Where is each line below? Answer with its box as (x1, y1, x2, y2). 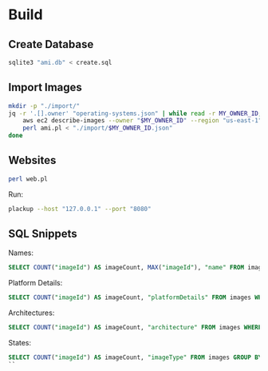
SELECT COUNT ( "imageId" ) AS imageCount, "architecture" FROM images (8, 324, 241, 332)
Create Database (8, 38, 94, 51)
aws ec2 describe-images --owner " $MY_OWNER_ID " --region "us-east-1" (22, 117, 262, 125)
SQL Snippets (8, 227, 77, 241)
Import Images (8, 81, 82, 94)
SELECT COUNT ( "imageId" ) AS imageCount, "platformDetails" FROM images (8, 293, 251, 301)
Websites (8, 154, 57, 167)
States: (8, 338, 32, 348)
